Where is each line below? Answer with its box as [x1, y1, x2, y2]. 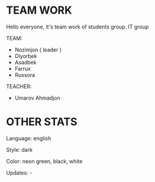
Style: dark [6, 146, 33, 153]
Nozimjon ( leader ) [14, 46, 62, 53]
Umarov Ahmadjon [14, 94, 60, 101]
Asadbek [14, 59, 37, 66]
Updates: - [6, 169, 33, 176]
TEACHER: [6, 82, 32, 90]
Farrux [14, 65, 31, 72]
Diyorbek [14, 52, 37, 59]
